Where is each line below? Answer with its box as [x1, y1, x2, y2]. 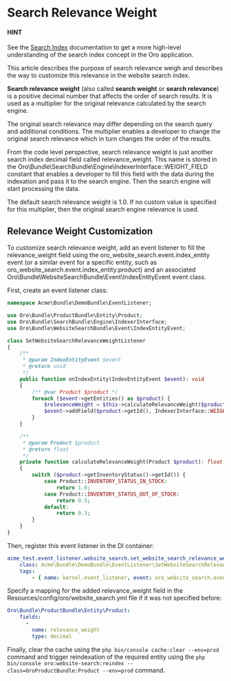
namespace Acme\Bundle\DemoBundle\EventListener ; [7, 300, 153, 307]
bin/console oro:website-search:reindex [7, 660, 125, 667]
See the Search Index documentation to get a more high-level [7, 43, 181, 52]
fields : [19, 613, 41, 621]
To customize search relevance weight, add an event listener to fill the [7, 243, 206, 252]
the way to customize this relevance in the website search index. [7, 71, 190, 80]
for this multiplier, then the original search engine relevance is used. [7, 205, 199, 214]
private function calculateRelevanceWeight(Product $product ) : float [19, 458, 223, 466]
